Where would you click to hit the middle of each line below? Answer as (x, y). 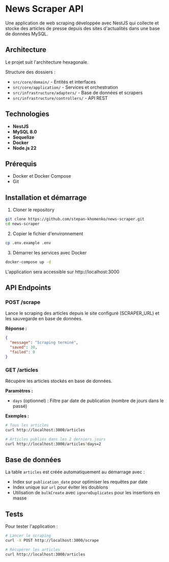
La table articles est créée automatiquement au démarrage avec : (75, 472)
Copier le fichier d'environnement (48, 233)
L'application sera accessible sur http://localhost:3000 (62, 272)
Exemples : (17, 416)
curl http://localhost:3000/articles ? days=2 (53, 444)
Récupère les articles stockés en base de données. (59, 381)
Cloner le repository (34, 210)
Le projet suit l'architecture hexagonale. (47, 62)
